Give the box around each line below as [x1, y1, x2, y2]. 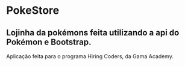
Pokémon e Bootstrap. [6, 37, 92, 47]
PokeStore [6, 4, 60, 17]
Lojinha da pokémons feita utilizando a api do [6, 28, 180, 38]
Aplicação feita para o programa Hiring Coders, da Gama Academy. [6, 53, 174, 60]
